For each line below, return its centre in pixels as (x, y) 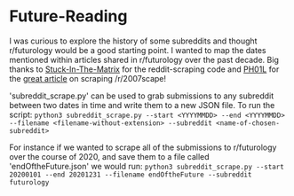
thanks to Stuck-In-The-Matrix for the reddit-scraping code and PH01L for (144, 69)
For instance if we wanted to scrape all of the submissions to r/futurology (143, 147)
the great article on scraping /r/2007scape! (88, 78)
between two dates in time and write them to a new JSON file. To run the (142, 105)
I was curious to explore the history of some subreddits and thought (133, 41)
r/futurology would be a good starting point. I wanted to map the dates (138, 50)
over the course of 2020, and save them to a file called (110, 156)
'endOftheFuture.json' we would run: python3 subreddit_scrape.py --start (147, 166)
